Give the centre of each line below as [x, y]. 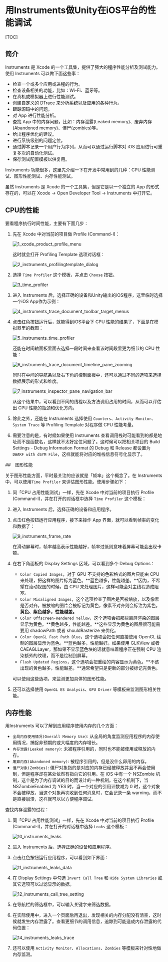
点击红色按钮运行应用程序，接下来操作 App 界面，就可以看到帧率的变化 [86, 520]
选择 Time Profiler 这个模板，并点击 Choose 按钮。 [65, 275]
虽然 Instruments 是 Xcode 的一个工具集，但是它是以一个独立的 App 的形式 [82, 186]
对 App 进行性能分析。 [35, 115]
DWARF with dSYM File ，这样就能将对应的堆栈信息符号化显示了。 [78, 454]
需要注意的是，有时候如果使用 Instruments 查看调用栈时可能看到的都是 [85, 435]
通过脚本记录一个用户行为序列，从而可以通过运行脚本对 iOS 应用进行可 [85, 146]
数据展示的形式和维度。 [36, 381]
